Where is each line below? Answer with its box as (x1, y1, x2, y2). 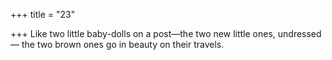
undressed (277, 28, 322, 39)
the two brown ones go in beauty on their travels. (21, 39, 225, 50)
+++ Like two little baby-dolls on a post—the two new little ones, (10, 28, 276, 39)
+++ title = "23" (10, 9, 76, 20)
